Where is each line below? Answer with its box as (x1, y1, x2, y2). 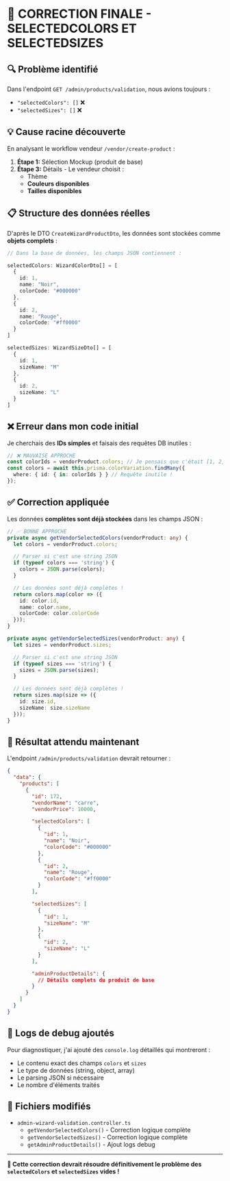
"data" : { (13, 774, 41, 781)
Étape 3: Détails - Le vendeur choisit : (16, 164, 125, 173)
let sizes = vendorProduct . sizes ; (13, 641, 112, 648)
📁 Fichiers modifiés (7, 1101, 91, 1112)
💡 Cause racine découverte (7, 126, 126, 138)
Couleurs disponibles (27, 179, 90, 188)
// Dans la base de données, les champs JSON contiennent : (7, 249, 183, 256)
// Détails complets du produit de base (37, 976, 155, 984)
